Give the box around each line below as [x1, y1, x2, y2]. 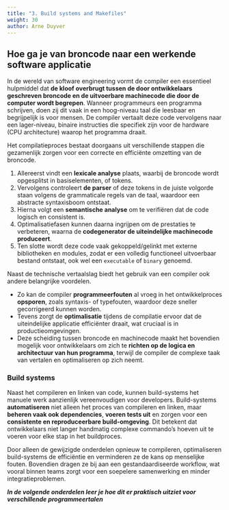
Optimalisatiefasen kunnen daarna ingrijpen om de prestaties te [16, 220, 196, 228]
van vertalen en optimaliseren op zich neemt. [16, 356, 145, 364]
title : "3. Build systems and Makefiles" [7, 10, 127, 17]
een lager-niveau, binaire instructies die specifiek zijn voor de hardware [7, 121, 209, 129]
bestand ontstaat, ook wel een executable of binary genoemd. [16, 256, 193, 265]
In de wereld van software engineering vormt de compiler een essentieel [7, 77, 212, 86]
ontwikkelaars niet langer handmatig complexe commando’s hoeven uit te [7, 425, 214, 433]
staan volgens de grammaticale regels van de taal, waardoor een [16, 191, 200, 199]
